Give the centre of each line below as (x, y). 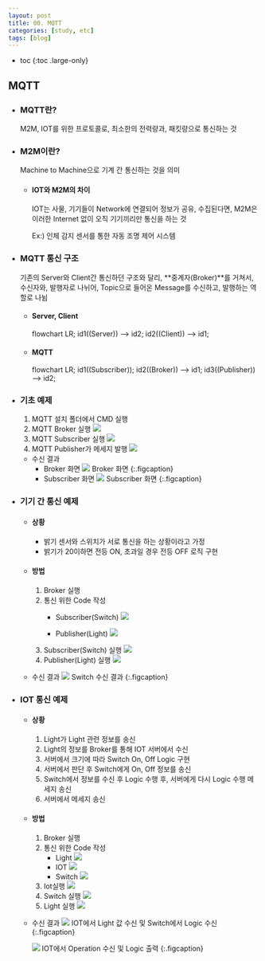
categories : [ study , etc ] (51, 30)
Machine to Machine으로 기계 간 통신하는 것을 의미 (100, 170)
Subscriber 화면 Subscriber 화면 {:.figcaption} (123, 479)
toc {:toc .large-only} (54, 61)
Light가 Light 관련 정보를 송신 (90, 739)
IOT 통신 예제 (44, 700)
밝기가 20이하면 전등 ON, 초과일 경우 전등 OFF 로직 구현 (131, 551)
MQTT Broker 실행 (61, 429)
